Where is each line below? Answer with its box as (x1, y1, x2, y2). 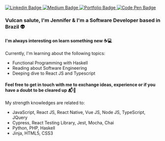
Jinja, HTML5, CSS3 (12, 130, 53, 136)
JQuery (12, 114, 28, 120)
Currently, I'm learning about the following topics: (5, 51, 105, 56)
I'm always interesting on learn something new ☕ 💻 (5, 37, 112, 44)
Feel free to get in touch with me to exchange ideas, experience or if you (5, 82, 156, 87)
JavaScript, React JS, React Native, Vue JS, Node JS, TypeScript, (12, 110, 146, 115)
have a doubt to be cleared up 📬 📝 (5, 87, 76, 93)
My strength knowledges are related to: (5, 100, 85, 106)
